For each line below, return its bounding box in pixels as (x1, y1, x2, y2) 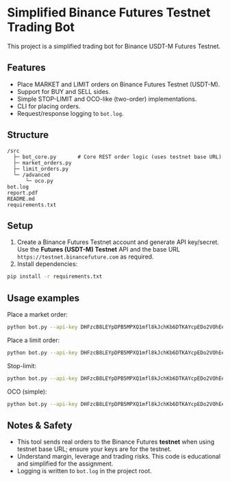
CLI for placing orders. (16, 101, 81, 110)
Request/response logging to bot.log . (16, 109, 125, 117)
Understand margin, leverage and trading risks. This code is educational (16, 453, 221, 461)
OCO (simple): (7, 387, 47, 396)
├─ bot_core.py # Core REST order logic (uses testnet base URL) (13, 153, 222, 160)
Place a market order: (7, 311, 68, 319)
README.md (7, 195, 36, 202)
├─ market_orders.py (13, 159, 72, 166)
